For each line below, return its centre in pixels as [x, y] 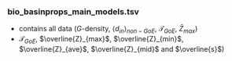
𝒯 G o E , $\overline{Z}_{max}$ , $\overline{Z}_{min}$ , [101, 40]
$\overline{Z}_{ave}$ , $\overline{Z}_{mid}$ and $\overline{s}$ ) [122, 48]
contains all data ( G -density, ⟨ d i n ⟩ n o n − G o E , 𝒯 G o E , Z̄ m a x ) [108, 30]
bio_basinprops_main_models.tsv [73, 12]
